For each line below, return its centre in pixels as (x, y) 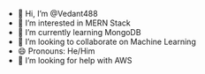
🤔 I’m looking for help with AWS (75, 60)
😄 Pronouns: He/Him (56, 51)
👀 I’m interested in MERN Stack (74, 23)
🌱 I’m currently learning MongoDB (79, 32)
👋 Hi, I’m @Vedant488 (58, 14)
